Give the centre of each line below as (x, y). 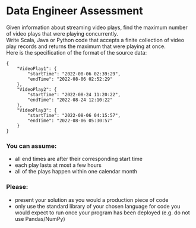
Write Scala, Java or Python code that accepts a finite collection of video (95, 40)
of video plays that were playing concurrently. (62, 33)
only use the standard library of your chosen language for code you (97, 206)
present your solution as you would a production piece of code (91, 199)
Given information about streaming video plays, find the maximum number (97, 27)
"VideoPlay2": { (37, 89)
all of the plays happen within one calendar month (76, 172)
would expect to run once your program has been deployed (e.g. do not (102, 213)
